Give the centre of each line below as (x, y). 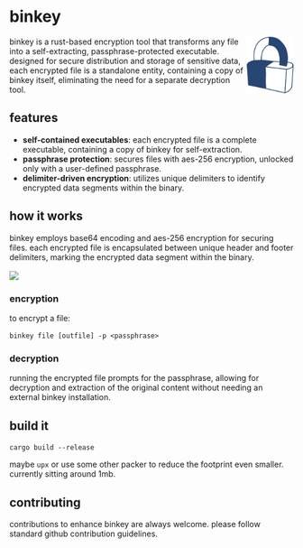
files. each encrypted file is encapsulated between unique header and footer (151, 247)
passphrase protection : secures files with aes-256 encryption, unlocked (158, 159)
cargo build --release (52, 448)
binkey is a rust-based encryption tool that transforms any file (124, 42)
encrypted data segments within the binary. (103, 188)
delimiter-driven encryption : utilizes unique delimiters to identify (144, 178)
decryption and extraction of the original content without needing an (136, 388)
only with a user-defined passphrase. (92, 168)
